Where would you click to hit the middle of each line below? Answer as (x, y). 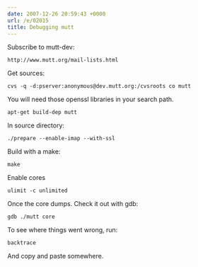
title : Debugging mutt (41, 27)
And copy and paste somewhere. (56, 256)
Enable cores (27, 178)
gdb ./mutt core (31, 217)
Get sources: (26, 73)
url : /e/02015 (28, 21)
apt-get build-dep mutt (42, 113)
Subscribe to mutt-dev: (41, 47)
